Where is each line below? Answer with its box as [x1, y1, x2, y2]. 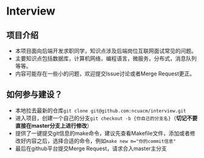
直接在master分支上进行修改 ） [15, 122, 93, 129]
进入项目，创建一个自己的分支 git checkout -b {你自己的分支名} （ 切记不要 [15, 114, 198, 122]
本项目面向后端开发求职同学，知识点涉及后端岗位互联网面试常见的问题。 [15, 47, 197, 54]
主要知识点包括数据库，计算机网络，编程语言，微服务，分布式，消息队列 [15, 55, 197, 62]
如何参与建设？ [6, 89, 63, 100]
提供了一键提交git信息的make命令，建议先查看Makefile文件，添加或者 [15, 129, 191, 137]
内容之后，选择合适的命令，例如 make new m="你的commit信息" [26, 137, 177, 144]
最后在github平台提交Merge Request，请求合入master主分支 [15, 145, 167, 152]
